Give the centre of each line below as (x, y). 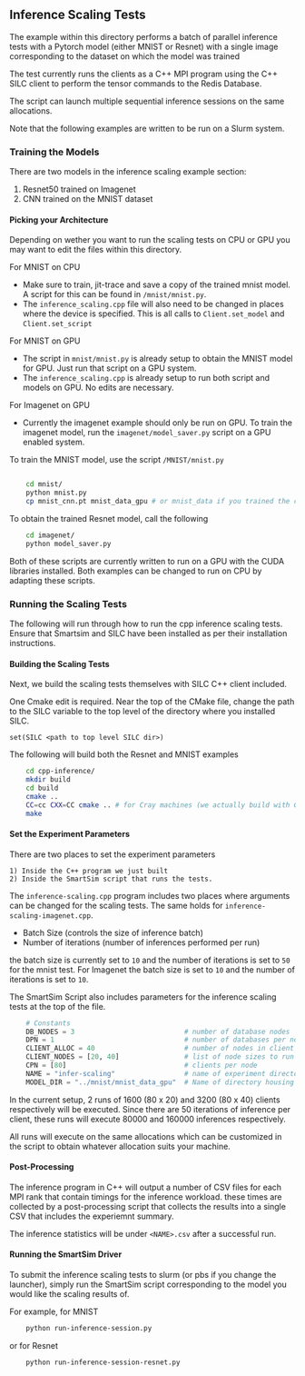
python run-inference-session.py (89, 1329)
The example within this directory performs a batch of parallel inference (144, 36)
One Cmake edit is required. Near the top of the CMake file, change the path (152, 702)
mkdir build (48, 780)
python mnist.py (57, 493)
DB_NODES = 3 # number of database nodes (158, 1032)
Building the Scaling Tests (60, 663)
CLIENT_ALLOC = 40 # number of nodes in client (160, 1049)
